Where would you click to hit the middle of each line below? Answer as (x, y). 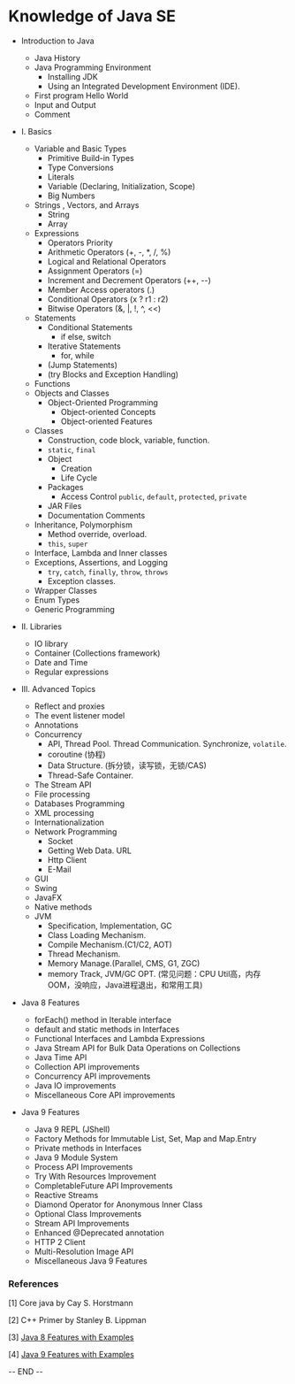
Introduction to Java (57, 41)
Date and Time (61, 662)
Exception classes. (82, 581)
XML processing (64, 812)
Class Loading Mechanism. (97, 934)
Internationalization (69, 822)
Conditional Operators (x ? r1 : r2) (108, 299)
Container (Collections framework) (97, 653)
